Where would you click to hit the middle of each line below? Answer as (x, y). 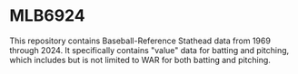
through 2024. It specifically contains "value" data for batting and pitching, (149, 50)
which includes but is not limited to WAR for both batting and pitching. (140, 60)
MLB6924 (47, 16)
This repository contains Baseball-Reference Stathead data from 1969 (140, 41)
